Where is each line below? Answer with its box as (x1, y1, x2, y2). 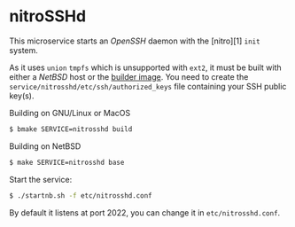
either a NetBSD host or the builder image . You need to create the (9, 71, 249, 82)
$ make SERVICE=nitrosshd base (9, 158, 125, 167)
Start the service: (9, 174, 73, 184)
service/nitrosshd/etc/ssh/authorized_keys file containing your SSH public (9, 81, 287, 91)
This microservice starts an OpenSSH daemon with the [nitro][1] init (9, 35, 260, 46)
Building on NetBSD (9, 140, 82, 152)
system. (9, 44, 38, 55)
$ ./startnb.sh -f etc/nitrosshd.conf (9, 191, 152, 200)
